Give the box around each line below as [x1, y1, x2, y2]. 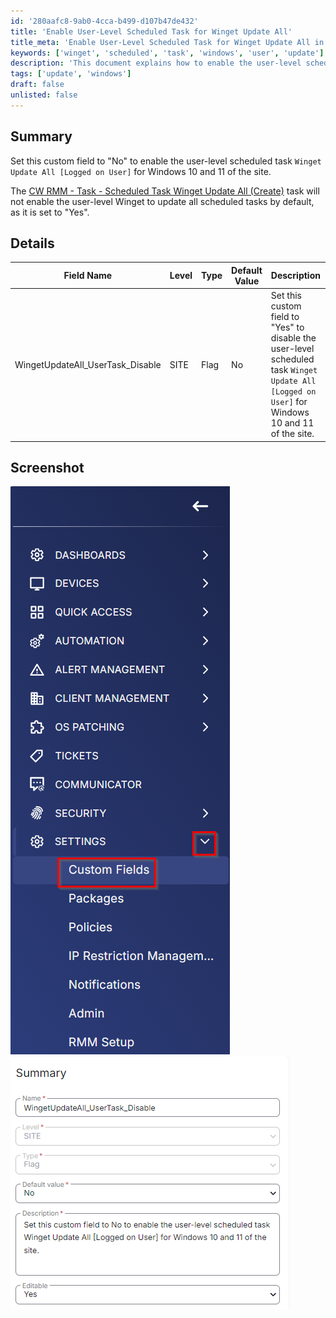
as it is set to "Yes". [10, 206, 90, 218]
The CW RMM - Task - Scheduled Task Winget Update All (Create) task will [10, 185, 320, 197]
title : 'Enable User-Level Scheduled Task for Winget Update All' [10, 26, 293, 37]
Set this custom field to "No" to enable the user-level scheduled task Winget [10, 155, 322, 167]
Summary [10, 128, 73, 145]
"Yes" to [270, 321, 305, 334]
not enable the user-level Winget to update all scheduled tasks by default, [10, 195, 315, 207]
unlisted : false [10, 90, 78, 100]
